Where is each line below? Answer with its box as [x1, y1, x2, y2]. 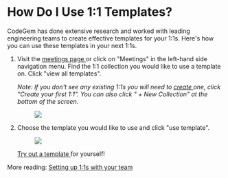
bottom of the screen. [16, 97, 79, 105]
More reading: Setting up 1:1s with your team [7, 163, 133, 171]
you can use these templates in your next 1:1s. [7, 41, 137, 49]
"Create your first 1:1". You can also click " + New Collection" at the [16, 90, 208, 98]
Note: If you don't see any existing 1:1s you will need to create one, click [16, 82, 221, 91]
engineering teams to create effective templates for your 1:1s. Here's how [7, 34, 214, 42]
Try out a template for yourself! [16, 149, 105, 158]
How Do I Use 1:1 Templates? [7, 4, 173, 20]
